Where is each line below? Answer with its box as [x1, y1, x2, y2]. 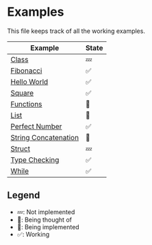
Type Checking [10, 155, 60, 165]
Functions [10, 99, 42, 108]
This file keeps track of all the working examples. [7, 27, 146, 35]
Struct [10, 143, 31, 153]
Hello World [10, 77, 49, 86]
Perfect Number [10, 121, 62, 131]
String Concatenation [10, 132, 79, 142]
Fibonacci [10, 66, 42, 75]
